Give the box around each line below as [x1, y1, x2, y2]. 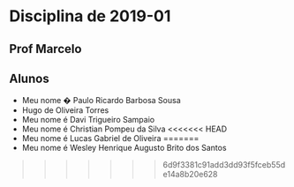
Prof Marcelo [9, 41, 82, 56]
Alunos [9, 71, 50, 86]
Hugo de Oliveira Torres [21, 105, 109, 116]
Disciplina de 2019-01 [9, 6, 171, 26]
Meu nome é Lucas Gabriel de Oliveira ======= [21, 133, 200, 144]
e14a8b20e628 [162, 169, 218, 180]
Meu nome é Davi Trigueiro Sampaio [21, 115, 155, 125]
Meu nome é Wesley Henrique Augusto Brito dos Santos [21, 143, 227, 153]
